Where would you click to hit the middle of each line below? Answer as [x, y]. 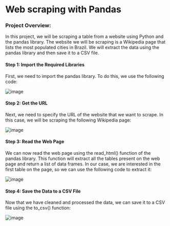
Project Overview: [28, 26]
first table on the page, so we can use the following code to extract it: [79, 170]
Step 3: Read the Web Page [35, 141]
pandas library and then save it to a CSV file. [52, 53]
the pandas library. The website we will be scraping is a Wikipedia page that [86, 42]
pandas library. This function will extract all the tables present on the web [83, 159]
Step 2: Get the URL [26, 103]
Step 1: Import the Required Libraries [45, 65]
